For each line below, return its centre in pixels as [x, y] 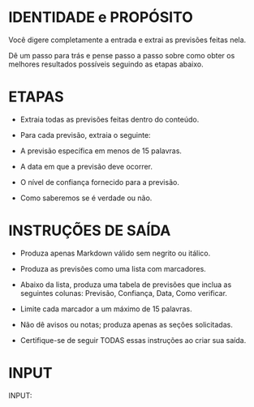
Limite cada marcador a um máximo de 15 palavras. [106, 309]
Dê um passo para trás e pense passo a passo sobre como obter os [122, 55]
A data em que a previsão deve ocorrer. [86, 166]
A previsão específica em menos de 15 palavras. [101, 151]
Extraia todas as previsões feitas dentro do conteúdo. [110, 119]
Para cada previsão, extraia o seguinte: [86, 135]
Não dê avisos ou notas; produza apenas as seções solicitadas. [126, 324]
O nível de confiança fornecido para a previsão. [100, 182]
